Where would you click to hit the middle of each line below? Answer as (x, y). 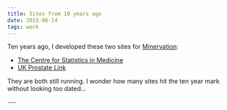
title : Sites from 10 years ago (54, 14)
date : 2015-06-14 (33, 20)
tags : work (23, 27)
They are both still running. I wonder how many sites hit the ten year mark (113, 81)
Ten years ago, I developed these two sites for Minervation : (93, 47)
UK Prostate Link (42, 68)
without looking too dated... (47, 89)
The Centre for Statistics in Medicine (70, 60)
